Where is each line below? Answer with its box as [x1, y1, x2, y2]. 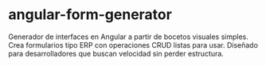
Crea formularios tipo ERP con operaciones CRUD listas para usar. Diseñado [8, 40, 259, 49]
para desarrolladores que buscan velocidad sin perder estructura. [8, 49, 225, 58]
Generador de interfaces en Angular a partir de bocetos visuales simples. [8, 32, 248, 41]
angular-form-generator [8, 6, 173, 24]
